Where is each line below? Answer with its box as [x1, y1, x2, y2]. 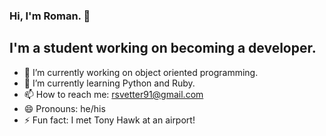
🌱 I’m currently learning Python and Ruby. [23, 77, 196, 89]
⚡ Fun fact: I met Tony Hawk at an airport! [23, 114, 196, 126]
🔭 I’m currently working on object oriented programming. [23, 66, 259, 78]
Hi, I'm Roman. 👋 [9, 9, 91, 23]
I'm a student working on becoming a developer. [9, 40, 317, 57]
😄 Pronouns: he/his [23, 102, 106, 114]
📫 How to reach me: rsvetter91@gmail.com [23, 88, 204, 100]
